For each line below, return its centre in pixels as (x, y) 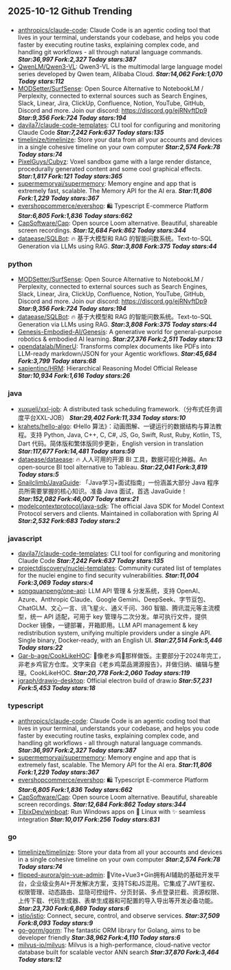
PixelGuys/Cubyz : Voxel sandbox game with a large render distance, (114, 162)
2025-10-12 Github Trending (70, 11)
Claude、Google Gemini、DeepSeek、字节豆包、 (140, 599)
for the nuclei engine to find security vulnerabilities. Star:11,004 (108, 575)
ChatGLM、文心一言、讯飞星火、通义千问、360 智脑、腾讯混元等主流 (116, 608)
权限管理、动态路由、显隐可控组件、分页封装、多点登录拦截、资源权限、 (120, 892)
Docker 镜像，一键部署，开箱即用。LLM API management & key (108, 626)
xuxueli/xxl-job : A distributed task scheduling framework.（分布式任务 (117, 409)
